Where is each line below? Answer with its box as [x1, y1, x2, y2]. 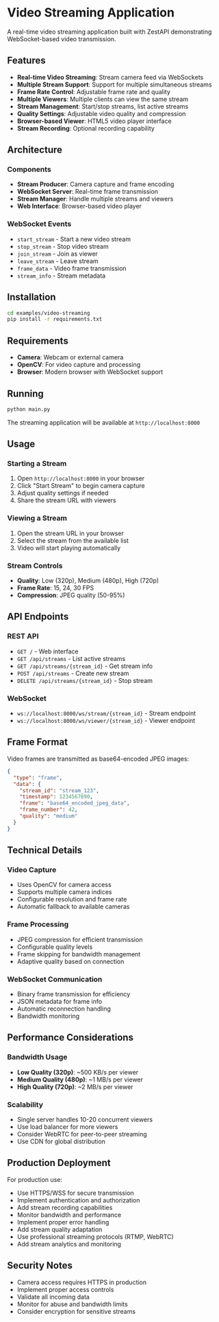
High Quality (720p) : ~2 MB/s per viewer [16, 1082, 133, 1090]
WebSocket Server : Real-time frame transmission [16, 188, 159, 196]
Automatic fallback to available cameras [16, 902, 130, 911]
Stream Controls [7, 561, 63, 570]
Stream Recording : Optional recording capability [16, 124, 155, 132]
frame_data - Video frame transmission [16, 264, 127, 272]
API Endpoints [7, 611, 69, 623]
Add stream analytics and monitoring [16, 1240, 122, 1248]
